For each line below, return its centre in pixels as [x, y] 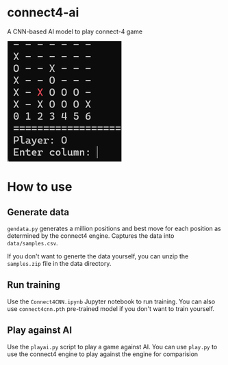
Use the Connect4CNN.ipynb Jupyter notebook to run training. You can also [111, 301]
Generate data [38, 212]
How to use [40, 187]
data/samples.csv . [33, 243]
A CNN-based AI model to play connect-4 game [75, 31]
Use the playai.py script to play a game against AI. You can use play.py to [112, 347]
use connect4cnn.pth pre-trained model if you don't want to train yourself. [111, 308]
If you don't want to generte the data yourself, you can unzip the [98, 256]
